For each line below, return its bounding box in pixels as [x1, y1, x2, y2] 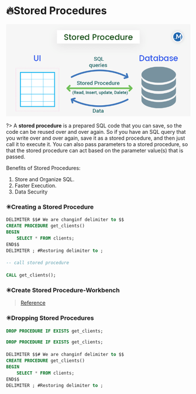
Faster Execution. [14, 182, 57, 189]
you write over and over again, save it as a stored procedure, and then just [6, 134, 185, 141]
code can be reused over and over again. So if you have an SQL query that [6, 128, 186, 135]
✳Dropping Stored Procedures [6, 314, 94, 322]
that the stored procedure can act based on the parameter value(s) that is [6, 147, 184, 154]
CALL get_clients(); [6, 272, 57, 278]
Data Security [14, 188, 48, 195]
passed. [6, 153, 26, 160]
